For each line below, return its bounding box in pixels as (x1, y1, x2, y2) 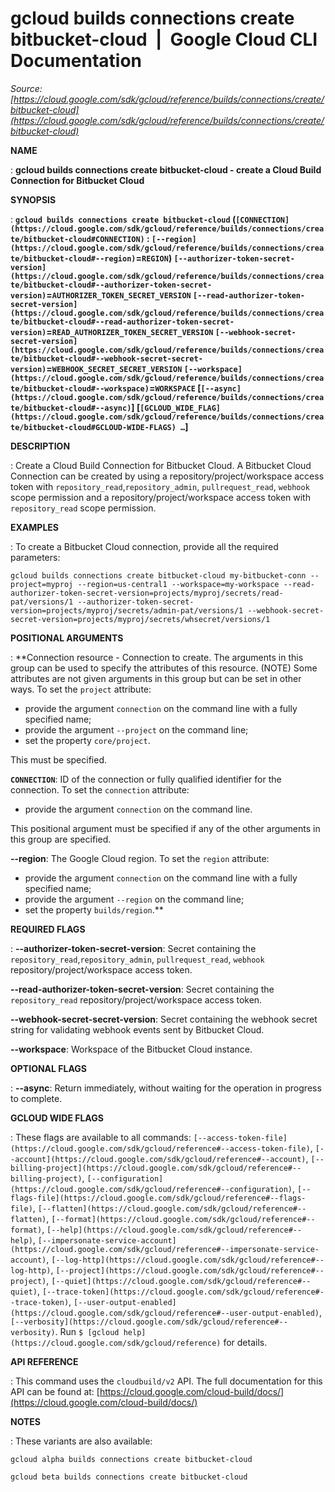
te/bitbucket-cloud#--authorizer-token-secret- (10, 280, 213, 290)
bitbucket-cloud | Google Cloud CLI (10, 28, 318, 51)
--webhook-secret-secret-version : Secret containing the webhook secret (10, 1013, 318, 1025)
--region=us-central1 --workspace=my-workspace (77, 579, 280, 589)
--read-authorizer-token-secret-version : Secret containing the (10, 983, 275, 995)
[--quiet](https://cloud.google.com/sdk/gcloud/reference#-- (51, 1276, 312, 1286)
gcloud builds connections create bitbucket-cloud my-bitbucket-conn (10, 570, 307, 581)
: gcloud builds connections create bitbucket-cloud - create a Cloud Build (10, 163, 322, 176)
